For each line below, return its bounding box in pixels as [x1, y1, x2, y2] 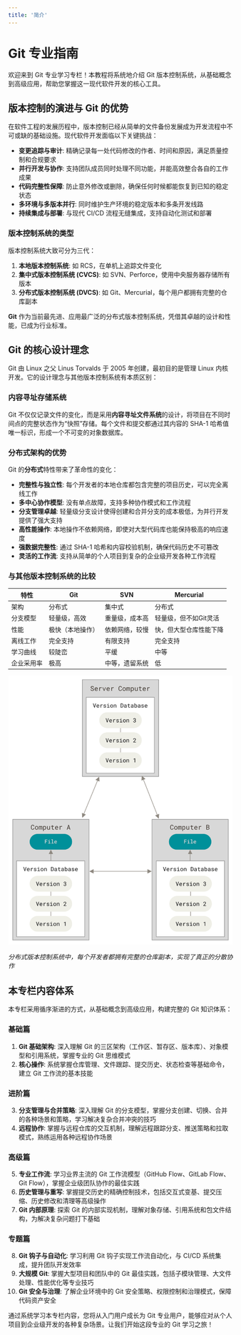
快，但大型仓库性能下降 [155, 625, 224, 634]
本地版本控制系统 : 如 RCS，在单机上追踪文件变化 [18, 261, 162, 270]
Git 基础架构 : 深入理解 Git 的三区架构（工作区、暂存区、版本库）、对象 [18, 1042, 222, 1050]
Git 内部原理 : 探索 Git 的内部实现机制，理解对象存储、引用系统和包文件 [18, 1206, 225, 1214]
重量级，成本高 [105, 614, 149, 622]
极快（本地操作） [48, 625, 99, 634]
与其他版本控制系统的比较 [8, 572, 96, 581]
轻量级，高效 [48, 614, 86, 622]
